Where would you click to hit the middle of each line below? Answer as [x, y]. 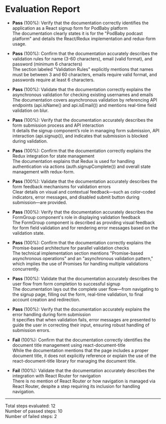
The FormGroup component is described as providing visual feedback [83, 222]
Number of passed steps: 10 [34, 411]
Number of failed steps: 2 [31, 416]
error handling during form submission [51, 314]
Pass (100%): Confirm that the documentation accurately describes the [85, 53]
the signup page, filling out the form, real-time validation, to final [78, 294]
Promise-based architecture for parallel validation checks [71, 248]
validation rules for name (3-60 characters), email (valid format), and [82, 58]
